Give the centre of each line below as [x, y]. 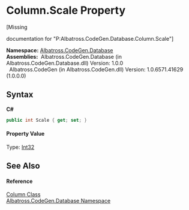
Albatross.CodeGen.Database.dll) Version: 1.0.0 [65, 63]
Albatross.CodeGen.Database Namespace [58, 201]
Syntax [20, 94]
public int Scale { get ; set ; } [46, 120]
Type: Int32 [20, 147]
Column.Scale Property [66, 10]
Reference [19, 181]
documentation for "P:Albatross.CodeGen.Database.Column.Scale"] [90, 38]
